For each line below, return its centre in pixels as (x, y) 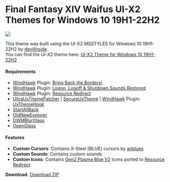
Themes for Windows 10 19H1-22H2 (82, 20)
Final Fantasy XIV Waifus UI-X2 (73, 9)
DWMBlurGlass (29, 121)
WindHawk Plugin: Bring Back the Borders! (58, 83)
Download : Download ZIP (32, 175)
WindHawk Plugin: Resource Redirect (52, 94)
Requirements (21, 71)
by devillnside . (33, 49)
